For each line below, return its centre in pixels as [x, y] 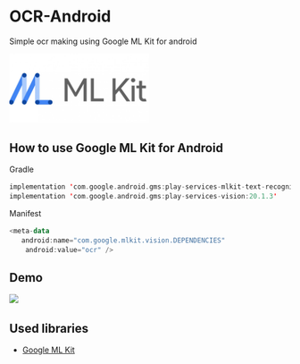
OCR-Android [60, 17]
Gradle [21, 169]
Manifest [25, 213]
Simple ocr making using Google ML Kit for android [103, 41]
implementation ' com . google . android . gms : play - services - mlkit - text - [137, 187]
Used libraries [49, 328]
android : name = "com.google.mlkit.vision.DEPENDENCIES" [123, 240]
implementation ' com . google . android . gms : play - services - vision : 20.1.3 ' [143, 197]
